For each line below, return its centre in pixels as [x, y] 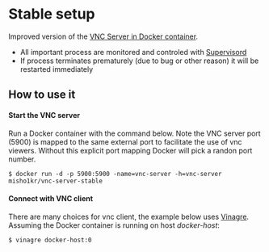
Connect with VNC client [51, 199]
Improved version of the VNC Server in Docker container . [103, 36]
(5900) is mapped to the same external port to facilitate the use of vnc [125, 141]
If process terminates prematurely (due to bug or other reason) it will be [139, 61]
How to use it [42, 95]
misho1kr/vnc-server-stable [56, 181]
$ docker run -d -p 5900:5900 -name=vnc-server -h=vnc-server [115, 174]
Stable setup [52, 14]
